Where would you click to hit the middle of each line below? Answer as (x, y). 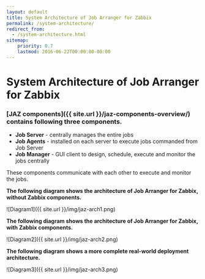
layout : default (27, 12)
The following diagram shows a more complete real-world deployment (98, 252)
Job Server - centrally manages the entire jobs (74, 135)
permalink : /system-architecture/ (50, 23)
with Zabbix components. (40, 228)
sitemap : (17, 40)
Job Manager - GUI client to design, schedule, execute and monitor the (105, 154)
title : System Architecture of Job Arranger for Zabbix (79, 18)
